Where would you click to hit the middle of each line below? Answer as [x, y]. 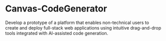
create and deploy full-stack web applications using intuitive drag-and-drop [83, 27]
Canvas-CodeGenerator [56, 9]
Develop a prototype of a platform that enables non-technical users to [77, 22]
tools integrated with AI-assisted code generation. [57, 33]
